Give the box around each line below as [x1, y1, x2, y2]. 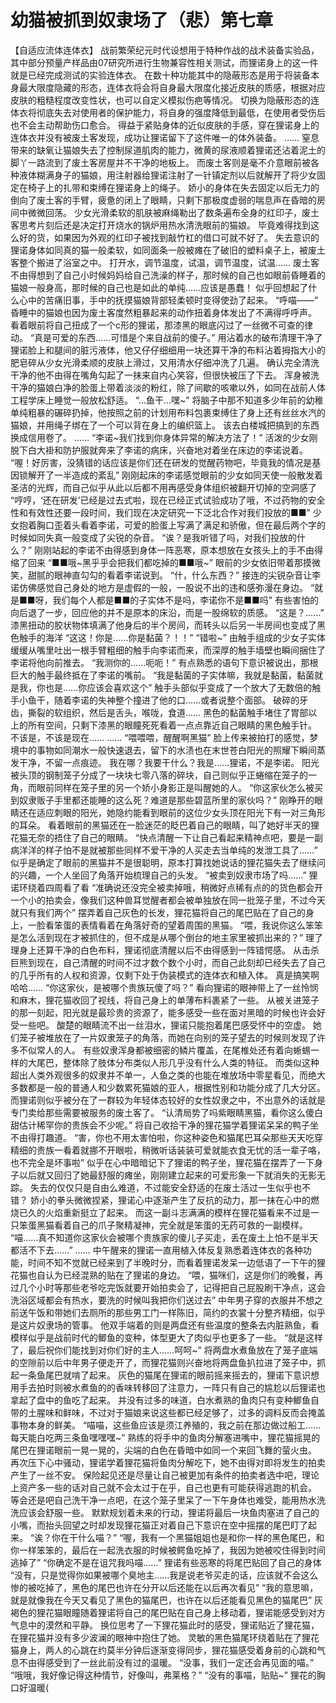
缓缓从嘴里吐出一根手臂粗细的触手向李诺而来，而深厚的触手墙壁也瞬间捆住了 [10, 644, 326, 656]
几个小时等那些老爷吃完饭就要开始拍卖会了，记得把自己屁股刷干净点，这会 [18, 1281, 326, 1293]
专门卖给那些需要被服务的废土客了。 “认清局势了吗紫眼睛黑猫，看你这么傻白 [10, 1106, 324, 1118]
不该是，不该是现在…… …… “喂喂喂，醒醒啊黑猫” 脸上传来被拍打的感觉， [10, 731, 310, 743]
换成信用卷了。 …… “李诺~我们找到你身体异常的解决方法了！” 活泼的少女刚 [10, 431, 318, 443]
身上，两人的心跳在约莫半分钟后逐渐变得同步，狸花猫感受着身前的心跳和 [18, 1644, 317, 1656]
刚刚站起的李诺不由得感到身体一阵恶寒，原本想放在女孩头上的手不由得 [34, 544, 324, 556]
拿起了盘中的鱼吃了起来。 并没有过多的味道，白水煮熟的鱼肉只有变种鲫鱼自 [10, 1394, 320, 1406]
